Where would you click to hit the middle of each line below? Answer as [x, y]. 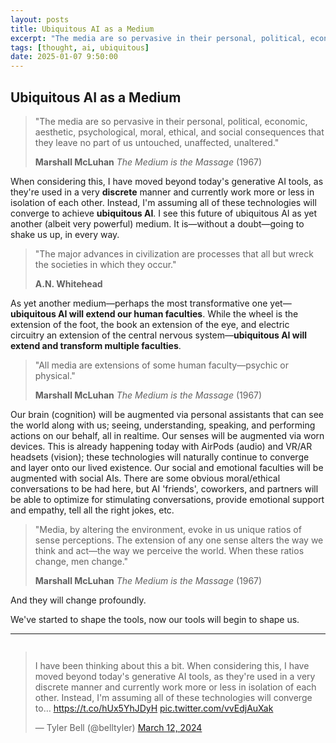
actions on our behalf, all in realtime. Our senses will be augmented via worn [167, 435]
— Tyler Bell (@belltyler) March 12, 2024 [118, 727]
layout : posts [40, 19]
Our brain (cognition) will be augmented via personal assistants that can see [167, 414]
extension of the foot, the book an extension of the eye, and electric [150, 324]
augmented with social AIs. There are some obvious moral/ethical [145, 478]
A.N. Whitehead [68, 283]
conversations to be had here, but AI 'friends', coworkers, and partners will [164, 488]
